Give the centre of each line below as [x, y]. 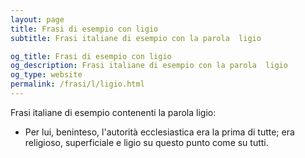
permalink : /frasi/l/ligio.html [77, 84]
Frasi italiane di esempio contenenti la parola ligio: [113, 112]
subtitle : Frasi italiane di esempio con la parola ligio [136, 38]
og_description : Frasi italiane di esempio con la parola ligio [149, 66]
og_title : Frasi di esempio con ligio [91, 56]
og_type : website [46, 75]
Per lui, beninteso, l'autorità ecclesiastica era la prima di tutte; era [159, 132]
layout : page [37, 19]
